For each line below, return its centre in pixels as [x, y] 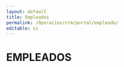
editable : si [22, 28]
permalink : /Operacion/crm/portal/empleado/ [62, 23]
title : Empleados [28, 17]
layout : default [26, 12]
